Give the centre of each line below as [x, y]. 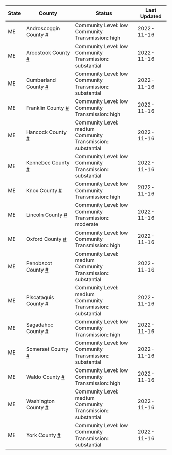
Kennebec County [48, 163]
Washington [40, 401]
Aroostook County [48, 53]
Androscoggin [43, 28]
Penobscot [39, 263]
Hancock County [46, 132]
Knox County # [44, 190]
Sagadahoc [40, 325]
